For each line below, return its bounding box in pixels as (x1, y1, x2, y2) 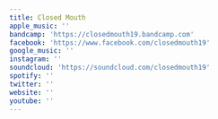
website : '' (9, 88, 54, 97)
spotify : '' (9, 72, 54, 81)
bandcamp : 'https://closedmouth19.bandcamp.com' (9, 30, 195, 38)
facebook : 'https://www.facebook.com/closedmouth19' (9, 38, 211, 47)
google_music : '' (9, 47, 74, 55)
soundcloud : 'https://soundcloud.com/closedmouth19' (9, 64, 211, 72)
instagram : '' (9, 55, 63, 64)
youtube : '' (9, 96, 54, 106)
